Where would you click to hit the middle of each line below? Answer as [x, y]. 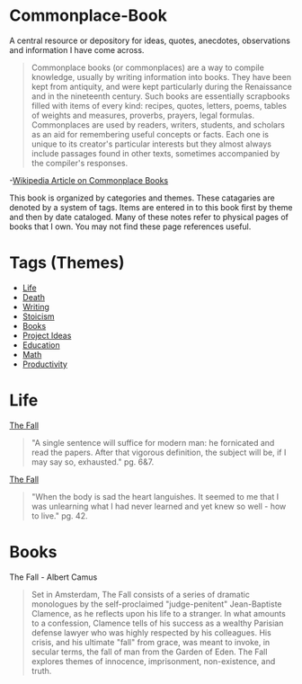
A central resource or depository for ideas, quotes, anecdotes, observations [150, 40]
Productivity [44, 364]
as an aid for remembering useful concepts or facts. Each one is [150, 134]
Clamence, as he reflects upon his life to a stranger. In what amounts [158, 613]
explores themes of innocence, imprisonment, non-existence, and [153, 661]
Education [41, 345]
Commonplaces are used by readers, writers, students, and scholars [158, 124]
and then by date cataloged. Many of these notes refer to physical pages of [149, 217]
